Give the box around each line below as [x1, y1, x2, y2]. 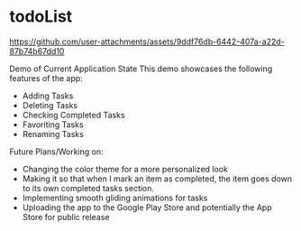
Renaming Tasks [22, 128, 84, 139]
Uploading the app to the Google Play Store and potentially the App [22, 201, 272, 213]
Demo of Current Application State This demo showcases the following [9, 63, 273, 74]
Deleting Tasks [22, 99, 78, 110]
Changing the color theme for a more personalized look [22, 163, 228, 174]
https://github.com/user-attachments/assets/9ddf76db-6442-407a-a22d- [9, 36, 286, 47]
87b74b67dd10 [9, 45, 65, 56]
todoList [9, 6, 73, 27]
